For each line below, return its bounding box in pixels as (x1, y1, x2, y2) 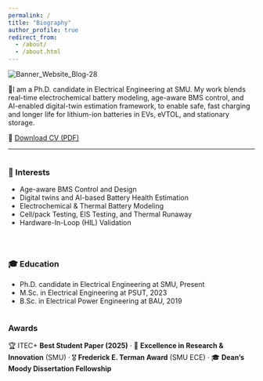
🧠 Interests (8, 166, 51, 177)
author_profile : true (8, 26, 79, 34)
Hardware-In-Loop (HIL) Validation (19, 218, 131, 227)
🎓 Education (8, 259, 59, 270)
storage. (8, 118, 35, 127)
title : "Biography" (8, 19, 72, 27)
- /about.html (15, 48, 61, 56)
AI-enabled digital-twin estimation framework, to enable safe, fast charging (8, 101, 250, 111)
